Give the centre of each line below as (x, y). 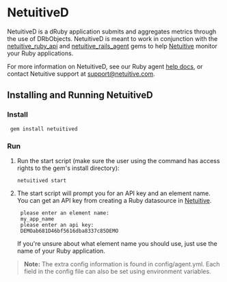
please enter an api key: (57, 225)
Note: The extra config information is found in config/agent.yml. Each (122, 264)
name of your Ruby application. (61, 251)
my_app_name (37, 219)
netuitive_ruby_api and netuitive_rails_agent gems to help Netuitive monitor (112, 46)
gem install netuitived (44, 129)
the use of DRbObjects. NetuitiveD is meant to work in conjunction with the (112, 38)
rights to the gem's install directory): (68, 168)
